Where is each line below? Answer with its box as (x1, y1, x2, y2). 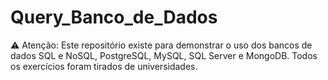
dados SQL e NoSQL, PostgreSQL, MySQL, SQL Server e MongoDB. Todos (10, 49, 318, 61)
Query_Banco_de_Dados (10, 6, 218, 29)
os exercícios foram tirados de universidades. (10, 60, 198, 72)
